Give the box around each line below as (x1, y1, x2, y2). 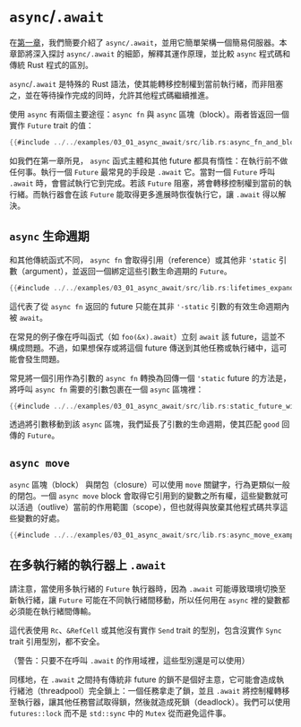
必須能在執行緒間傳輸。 (9, 605, 96, 616)
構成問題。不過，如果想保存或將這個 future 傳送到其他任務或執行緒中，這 (9, 342, 279, 353)
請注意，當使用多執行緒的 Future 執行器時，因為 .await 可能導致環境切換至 (9, 583, 287, 593)
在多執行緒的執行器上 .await (9, 558, 167, 573)
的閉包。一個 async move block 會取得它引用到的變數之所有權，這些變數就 (9, 490, 280, 501)
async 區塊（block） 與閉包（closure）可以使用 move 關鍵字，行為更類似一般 (9, 480, 290, 490)
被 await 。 (9, 312, 47, 323)
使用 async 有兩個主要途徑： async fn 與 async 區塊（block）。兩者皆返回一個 (9, 108, 289, 119)
